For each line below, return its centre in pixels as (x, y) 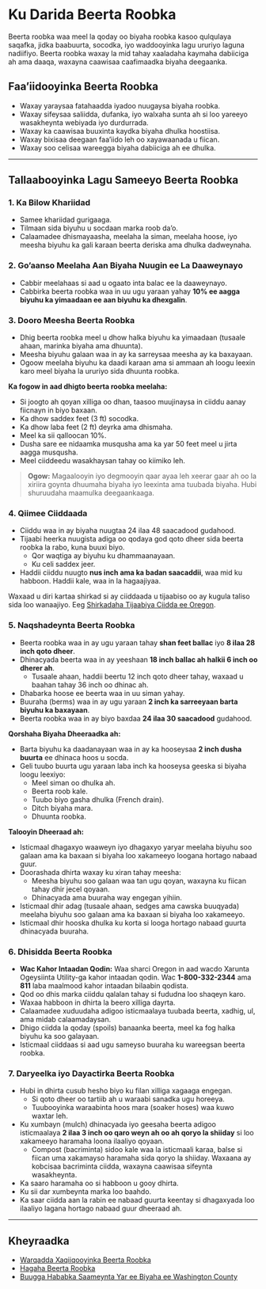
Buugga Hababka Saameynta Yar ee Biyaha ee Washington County (129, 1277)
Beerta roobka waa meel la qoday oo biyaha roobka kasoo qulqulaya (120, 36)
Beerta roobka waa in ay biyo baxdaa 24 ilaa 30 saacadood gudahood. (135, 718)
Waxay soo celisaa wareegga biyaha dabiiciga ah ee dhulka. (118, 147)
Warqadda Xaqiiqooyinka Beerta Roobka (85, 1260)
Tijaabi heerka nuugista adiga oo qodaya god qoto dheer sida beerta (131, 539)
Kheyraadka (39, 1241)
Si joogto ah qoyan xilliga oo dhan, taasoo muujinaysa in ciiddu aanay (133, 402)
